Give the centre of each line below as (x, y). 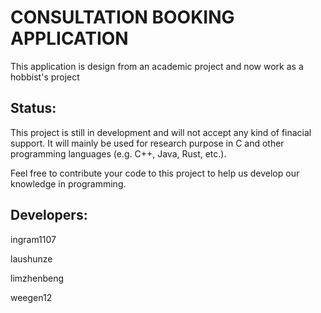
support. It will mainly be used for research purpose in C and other (147, 143)
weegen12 (31, 297)
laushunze (31, 258)
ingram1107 (33, 239)
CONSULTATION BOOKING (122, 17)
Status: (33, 108)
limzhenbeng (37, 278)
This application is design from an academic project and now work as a (157, 66)
